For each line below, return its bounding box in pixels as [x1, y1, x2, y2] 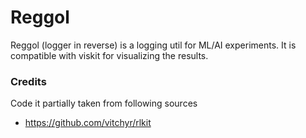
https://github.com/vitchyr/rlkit [24, 117, 152, 129]
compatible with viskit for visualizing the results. [10, 49, 209, 61]
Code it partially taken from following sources [10, 97, 198, 110]
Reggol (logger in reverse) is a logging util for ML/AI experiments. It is [10, 39, 297, 51]
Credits [10, 74, 47, 88]
